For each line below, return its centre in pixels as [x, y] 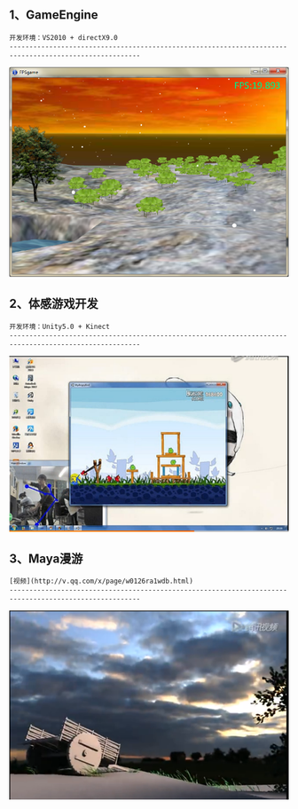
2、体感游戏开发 [54, 304]
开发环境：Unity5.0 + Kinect [60, 326]
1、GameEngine [54, 15]
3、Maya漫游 [46, 558]
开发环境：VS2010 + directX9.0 [63, 37]
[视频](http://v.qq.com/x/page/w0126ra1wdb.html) [101, 581]
